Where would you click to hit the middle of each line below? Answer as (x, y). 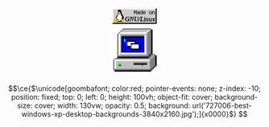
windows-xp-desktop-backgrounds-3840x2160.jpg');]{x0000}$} (129, 114)
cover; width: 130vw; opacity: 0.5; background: (112, 105)
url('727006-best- (222, 105)
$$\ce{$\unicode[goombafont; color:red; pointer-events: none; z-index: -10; (134, 88)
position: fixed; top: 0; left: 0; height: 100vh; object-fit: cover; (112, 97)
